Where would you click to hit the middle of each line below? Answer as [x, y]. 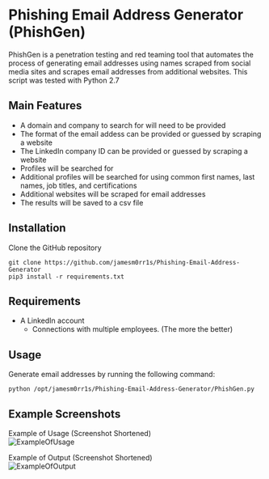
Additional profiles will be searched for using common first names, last [137, 176]
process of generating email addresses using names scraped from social [130, 63]
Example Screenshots [65, 414]
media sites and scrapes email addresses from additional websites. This [128, 71]
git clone [25, 262]
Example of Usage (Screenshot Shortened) [80, 433]
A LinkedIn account [52, 320]
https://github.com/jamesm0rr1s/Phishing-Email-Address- [142, 262]
